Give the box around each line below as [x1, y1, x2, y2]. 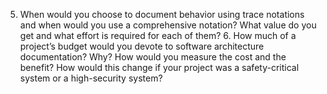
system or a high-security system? [19, 72, 163, 84]
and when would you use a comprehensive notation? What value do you [19, 19, 317, 31]
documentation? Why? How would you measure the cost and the [19, 51, 287, 63]
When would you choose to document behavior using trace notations [19, 9, 305, 20]
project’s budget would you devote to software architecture [19, 40, 265, 52]
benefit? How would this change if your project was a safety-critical [19, 62, 300, 73]
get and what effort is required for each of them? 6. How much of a [19, 30, 297, 41]
